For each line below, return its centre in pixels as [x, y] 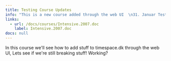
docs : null [17, 33]
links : [12, 19]
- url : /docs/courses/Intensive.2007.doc [54, 24]
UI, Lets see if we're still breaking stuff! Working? [57, 53]
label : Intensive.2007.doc [43, 29]
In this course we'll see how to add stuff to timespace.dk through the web [82, 48]
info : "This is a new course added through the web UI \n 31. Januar [81, 15]
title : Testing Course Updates [38, 10]
